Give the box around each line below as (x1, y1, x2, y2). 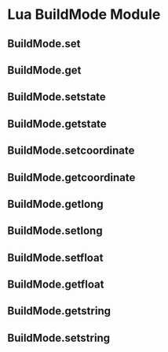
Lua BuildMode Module (7, 6, 161, 24)
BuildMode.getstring (7, 305, 111, 318)
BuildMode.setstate (7, 91, 107, 104)
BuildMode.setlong (7, 224, 103, 238)
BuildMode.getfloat (7, 278, 104, 291)
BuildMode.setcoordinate (7, 144, 135, 157)
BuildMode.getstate (7, 117, 107, 131)
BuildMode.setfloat (7, 250, 104, 265)
